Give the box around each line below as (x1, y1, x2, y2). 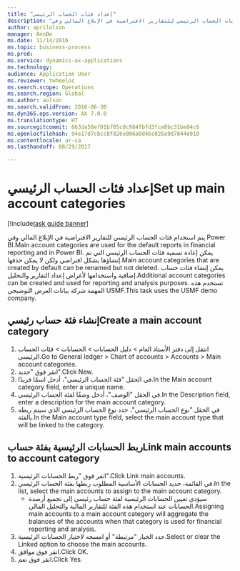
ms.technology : (7, 64, 53, 71)
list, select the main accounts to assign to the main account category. (17, 487, 223, 495)
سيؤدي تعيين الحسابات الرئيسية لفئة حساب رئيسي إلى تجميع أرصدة (28, 494, 208, 502)
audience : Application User (7, 70, 91, 77)
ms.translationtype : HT (7, 116, 79, 124)
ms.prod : (7, 51, 34, 58)
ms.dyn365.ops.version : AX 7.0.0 (7, 110, 107, 117)
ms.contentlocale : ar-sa (7, 136, 81, 144)
